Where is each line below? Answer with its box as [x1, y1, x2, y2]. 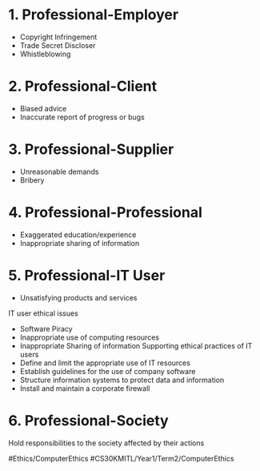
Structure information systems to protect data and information [19, 375, 225, 384]
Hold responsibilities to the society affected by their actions [8, 438, 205, 448]
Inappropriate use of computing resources [19, 332, 160, 342]
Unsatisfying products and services [19, 292, 138, 302]
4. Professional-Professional [8, 203, 202, 221]
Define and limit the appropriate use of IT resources [19, 358, 190, 368]
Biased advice [19, 103, 67, 113]
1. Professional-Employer [8, 6, 178, 24]
